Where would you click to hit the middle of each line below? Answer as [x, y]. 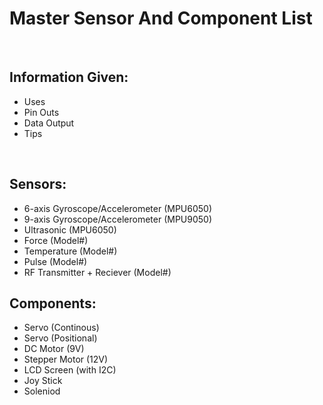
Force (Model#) [56, 240]
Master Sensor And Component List [161, 18]
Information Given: [69, 77]
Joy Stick [43, 381]
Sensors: [38, 184]
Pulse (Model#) [55, 261]
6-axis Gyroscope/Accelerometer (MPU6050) [118, 208]
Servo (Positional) [60, 338]
